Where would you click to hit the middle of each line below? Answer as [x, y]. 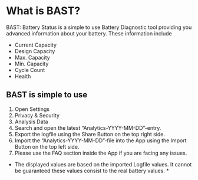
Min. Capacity [32, 64]
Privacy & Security [37, 115]
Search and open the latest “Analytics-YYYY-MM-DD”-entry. [88, 127]
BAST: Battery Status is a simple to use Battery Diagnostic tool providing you [99, 27]
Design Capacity [35, 51]
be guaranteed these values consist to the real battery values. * [92, 171]
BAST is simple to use [47, 95]
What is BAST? [43, 11]
